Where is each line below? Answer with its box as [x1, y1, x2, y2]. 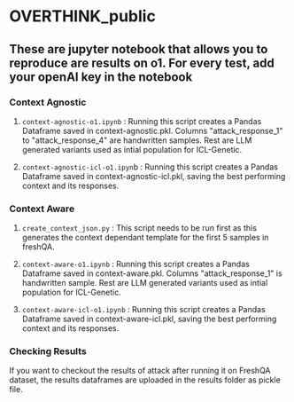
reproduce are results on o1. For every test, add [9, 55, 275, 70]
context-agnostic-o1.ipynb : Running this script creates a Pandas [21, 115, 262, 126]
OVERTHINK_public [9, 6, 157, 27]
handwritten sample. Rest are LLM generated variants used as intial [21, 278, 268, 288]
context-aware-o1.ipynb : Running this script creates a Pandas [21, 259, 250, 270]
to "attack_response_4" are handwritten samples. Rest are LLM [21, 135, 252, 146]
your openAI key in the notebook [9, 69, 193, 84]
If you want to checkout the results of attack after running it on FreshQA [9, 366, 272, 376]
